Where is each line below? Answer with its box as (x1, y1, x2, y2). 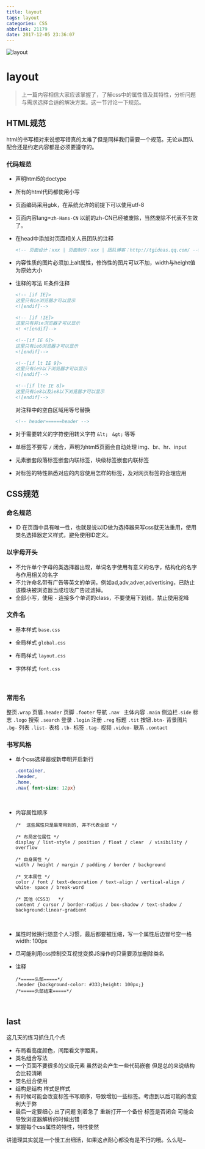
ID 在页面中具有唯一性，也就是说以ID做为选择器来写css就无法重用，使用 (15, 524, 197, 531)
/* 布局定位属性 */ (15, 834, 60, 840)
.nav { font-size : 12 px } (15, 785, 76, 792)
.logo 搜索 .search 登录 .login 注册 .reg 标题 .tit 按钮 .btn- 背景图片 (13, 716, 188, 724)
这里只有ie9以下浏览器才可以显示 (15, 365, 87, 372)
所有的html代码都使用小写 (15, 188, 81, 196)
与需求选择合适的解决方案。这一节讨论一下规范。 (21, 99, 145, 106)
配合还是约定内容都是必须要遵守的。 (6, 143, 98, 151)
